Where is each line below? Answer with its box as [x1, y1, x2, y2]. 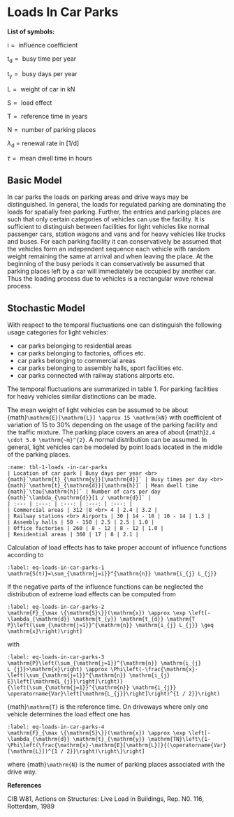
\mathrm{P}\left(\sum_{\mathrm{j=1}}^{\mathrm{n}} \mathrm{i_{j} [7, 659, 201, 667]
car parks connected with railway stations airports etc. [17, 371, 175, 379]
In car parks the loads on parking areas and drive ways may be [7, 193, 189, 201]
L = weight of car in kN [7, 84, 75, 93]
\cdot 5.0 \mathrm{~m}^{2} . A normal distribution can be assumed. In [7, 435, 207, 443]
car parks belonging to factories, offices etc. [17, 348, 146, 357]
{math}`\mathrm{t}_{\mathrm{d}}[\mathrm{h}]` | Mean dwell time [7, 482, 198, 489]
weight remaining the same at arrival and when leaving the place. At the [7, 252, 214, 260]
